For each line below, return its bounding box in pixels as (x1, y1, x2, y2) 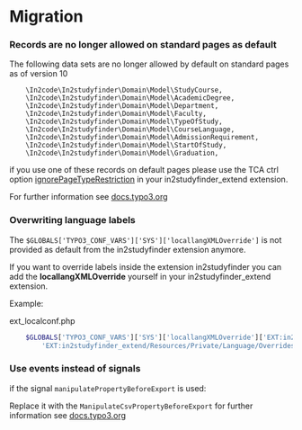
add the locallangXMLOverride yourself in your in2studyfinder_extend (9, 271, 271, 282)
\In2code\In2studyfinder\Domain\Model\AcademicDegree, (25, 94, 235, 103)
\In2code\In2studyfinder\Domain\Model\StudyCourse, (25, 85, 223, 95)
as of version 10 (9, 68, 68, 79)
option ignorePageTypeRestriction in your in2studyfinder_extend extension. (9, 174, 289, 185)
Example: (9, 298, 44, 309)
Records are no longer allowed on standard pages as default (9, 39, 277, 51)
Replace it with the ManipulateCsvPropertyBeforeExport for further (9, 400, 253, 411)
